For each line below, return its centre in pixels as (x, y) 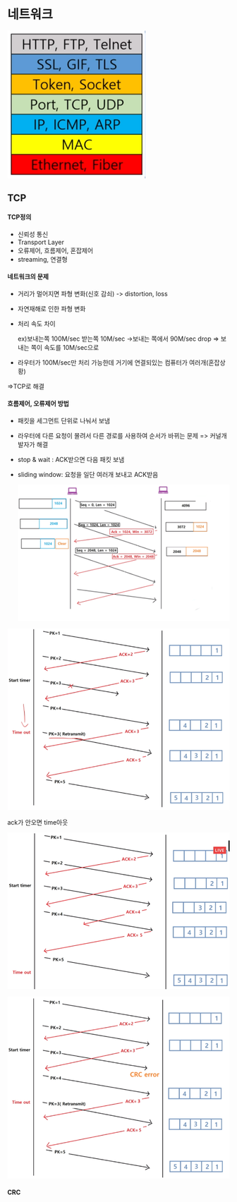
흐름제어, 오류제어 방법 (38, 403)
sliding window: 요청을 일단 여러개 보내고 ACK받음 (88, 474)
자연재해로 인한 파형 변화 (51, 308)
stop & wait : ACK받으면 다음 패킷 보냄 (71, 459)
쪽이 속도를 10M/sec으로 (65, 347)
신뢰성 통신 (33, 234)
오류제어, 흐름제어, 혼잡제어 (55, 250)
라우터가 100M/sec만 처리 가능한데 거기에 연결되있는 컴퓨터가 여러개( (113, 362)
